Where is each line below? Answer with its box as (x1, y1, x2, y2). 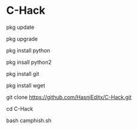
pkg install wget (6, 82, 46, 89)
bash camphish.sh (6, 117, 52, 124)
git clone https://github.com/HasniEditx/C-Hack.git (6, 93, 132, 101)
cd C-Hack (6, 105, 34, 112)
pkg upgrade (6, 35, 38, 42)
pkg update (6, 23, 35, 31)
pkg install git (6, 70, 40, 77)
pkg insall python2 (6, 58, 52, 66)
